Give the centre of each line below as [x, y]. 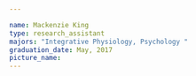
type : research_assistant [57, 33]
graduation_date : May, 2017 [61, 49]
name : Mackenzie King [49, 25]
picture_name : [35, 58]
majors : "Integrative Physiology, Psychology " [99, 42]
